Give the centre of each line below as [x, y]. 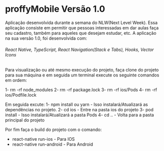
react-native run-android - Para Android [53, 144]
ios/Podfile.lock [21, 95]
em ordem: [16, 80]
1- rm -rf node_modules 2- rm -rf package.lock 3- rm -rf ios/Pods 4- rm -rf [81, 90]
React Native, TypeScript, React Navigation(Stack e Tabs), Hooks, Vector [80, 50]
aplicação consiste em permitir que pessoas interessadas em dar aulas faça [82, 27]
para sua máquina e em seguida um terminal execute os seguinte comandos [82, 75]
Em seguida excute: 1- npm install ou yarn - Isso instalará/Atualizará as [77, 104]
